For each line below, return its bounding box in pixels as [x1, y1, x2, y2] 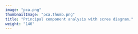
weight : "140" [5, 21, 35, 26]
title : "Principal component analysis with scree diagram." [5, 16, 134, 21]
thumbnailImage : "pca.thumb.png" [5, 12, 75, 17]
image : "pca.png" [5, 7, 42, 12]
